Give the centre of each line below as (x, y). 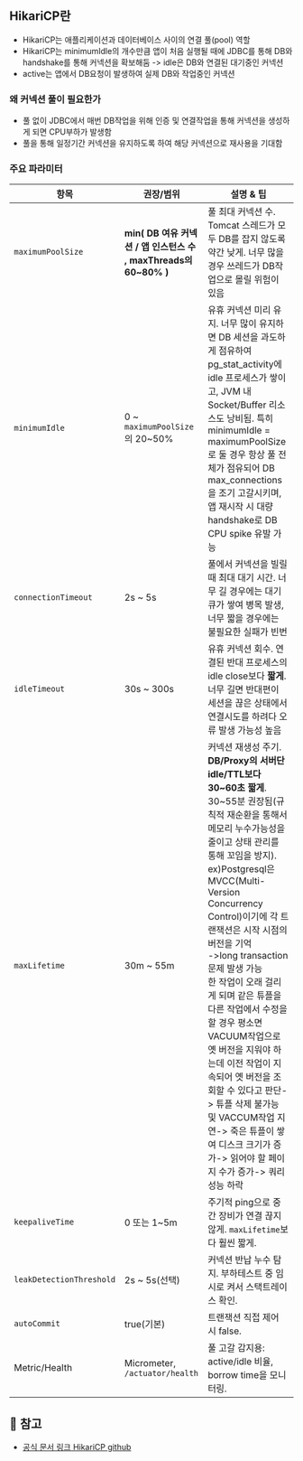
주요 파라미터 (36, 169)
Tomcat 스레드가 (241, 226)
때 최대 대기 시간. (242, 578)
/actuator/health (162, 1373)
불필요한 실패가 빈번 (247, 632)
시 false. (224, 1331)
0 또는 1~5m (151, 1222)
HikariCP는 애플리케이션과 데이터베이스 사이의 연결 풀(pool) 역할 (136, 40)
